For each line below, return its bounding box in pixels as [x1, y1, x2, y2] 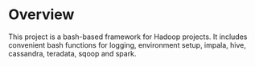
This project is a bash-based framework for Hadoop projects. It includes [8, 32, 248, 41]
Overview [8, 6, 75, 24]
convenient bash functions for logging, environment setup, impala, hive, [8, 40, 247, 49]
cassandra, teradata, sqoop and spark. [8, 49, 137, 58]
